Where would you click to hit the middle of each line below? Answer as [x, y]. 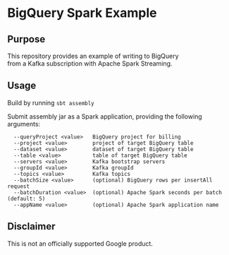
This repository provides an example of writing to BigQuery [93, 56]
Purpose [26, 39]
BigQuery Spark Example [82, 13]
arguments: [24, 124]
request [19, 186]
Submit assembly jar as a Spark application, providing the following [105, 116]
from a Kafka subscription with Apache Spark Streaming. [90, 64]
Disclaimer [31, 226]
